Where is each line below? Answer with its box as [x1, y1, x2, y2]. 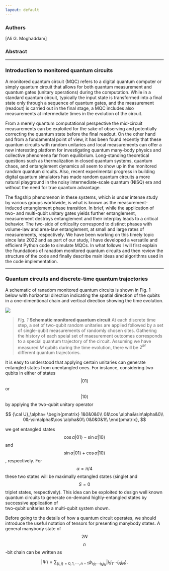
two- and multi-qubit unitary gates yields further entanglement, [5, 210, 136, 216]
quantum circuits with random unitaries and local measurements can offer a [5, 141, 162, 147]
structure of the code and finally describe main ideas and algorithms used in [5, 253, 163, 259]
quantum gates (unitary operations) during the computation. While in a [5, 89, 151, 95]
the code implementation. [5, 258, 58, 264]
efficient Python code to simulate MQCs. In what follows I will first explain [5, 242, 157, 248]
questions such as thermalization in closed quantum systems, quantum [5, 157, 152, 164]
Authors [5, 24, 26, 31]
